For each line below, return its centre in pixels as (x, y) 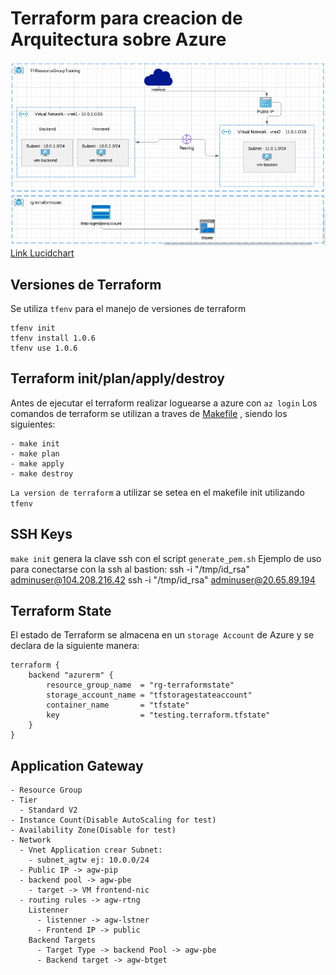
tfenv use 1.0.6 (44, 348)
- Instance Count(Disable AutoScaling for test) (113, 820)
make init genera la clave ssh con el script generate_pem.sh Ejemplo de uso (166, 558)
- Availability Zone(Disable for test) (93, 830)
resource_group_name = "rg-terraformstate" (140, 685)
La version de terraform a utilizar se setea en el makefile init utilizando (157, 492)
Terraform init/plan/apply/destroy (117, 378)
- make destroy (42, 473)
